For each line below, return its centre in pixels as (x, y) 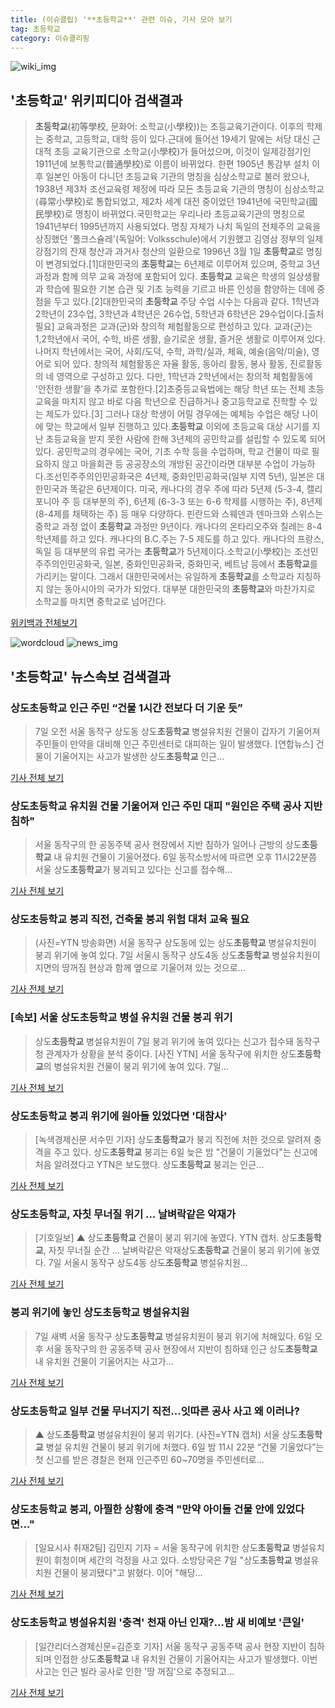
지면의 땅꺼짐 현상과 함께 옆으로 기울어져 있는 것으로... (140, 968)
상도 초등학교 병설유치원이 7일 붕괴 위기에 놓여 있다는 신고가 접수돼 (164, 1041)
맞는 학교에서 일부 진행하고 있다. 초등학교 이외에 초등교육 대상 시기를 (177, 427)
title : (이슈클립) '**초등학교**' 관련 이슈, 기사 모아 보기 (121, 19)
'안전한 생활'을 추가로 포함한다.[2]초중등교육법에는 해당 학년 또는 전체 (170, 389)
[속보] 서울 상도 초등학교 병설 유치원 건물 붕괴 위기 (121, 1018)
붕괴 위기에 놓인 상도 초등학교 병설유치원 (100, 1313)
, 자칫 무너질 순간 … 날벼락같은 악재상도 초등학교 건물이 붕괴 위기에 (172, 1250)
